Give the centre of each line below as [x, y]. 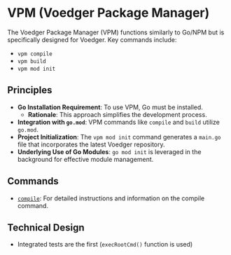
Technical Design [46, 227]
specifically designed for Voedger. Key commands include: [92, 39]
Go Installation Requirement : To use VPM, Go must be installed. [110, 107]
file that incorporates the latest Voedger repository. [91, 144]
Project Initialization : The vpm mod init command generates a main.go [119, 137]
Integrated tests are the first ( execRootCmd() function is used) [105, 244]
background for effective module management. [85, 159]
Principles [30, 90]
